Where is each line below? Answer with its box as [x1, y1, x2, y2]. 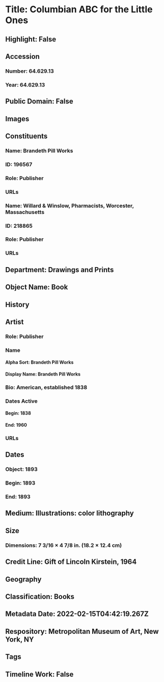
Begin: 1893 [5, 479, 36, 487]
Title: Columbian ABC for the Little [5, 4, 153, 15]
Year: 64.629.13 [5, 81, 45, 88]
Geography [5, 575, 42, 584]
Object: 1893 [5, 466, 38, 473]
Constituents [5, 131, 48, 140]
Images [5, 114, 30, 123]
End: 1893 [5, 493, 31, 500]
